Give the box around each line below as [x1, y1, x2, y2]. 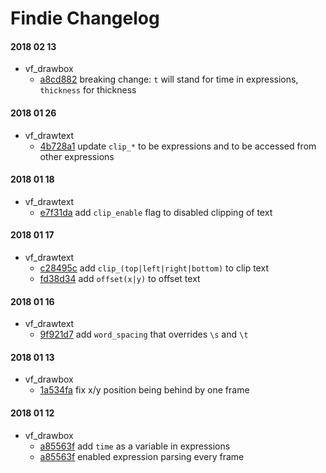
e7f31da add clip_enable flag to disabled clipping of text [39, 206, 273, 218]
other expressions [39, 150, 115, 162]
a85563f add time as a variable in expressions [39, 440, 231, 452]
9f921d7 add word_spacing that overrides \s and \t [39, 328, 249, 341]
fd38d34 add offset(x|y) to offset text [39, 273, 201, 284]
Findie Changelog [10, 7, 160, 30]
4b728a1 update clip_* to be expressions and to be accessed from [39, 140, 317, 152]
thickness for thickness [39, 84, 137, 96]
